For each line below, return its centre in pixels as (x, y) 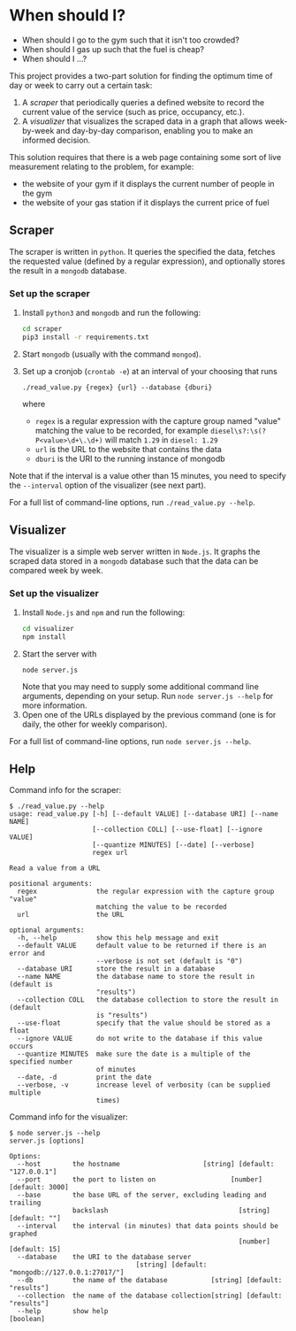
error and (27, 954)
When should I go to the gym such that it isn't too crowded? (131, 40)
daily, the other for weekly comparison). (95, 724)
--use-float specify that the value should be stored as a (144, 1023)
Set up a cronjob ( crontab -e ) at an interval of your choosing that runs (150, 371)
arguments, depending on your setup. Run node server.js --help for (148, 696)
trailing (25, 1203)
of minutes (116, 1070)
